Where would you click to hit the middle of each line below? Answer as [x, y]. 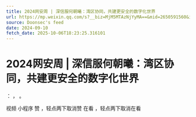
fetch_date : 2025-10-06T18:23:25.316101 [56, 33]
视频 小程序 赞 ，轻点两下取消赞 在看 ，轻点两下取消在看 [73, 108]
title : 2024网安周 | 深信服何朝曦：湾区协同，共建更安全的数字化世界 [81, 11]
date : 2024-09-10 [27, 28]
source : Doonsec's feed [35, 22]
